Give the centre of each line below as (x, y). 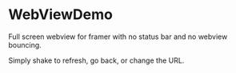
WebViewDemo (61, 15)
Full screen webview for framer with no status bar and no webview (118, 36)
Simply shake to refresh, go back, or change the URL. (96, 60)
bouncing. (25, 44)
